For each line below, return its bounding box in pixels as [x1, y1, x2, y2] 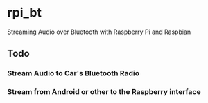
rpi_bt [7, 5, 42, 21]
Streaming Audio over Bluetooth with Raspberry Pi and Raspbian [7, 28, 191, 36]
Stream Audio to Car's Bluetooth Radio [7, 68, 140, 78]
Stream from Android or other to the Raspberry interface [7, 87, 201, 97]
